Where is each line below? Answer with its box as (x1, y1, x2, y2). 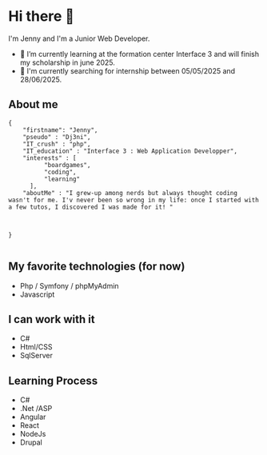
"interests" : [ (22, 154, 78, 162)
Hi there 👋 (8, 7, 74, 26)
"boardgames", (43, 161, 91, 169)
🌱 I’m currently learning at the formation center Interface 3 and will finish (19, 49, 260, 58)
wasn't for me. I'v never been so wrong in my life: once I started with (8, 196, 260, 204)
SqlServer (19, 351, 54, 361)
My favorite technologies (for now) (8, 260, 185, 273)
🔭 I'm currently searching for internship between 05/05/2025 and (19, 66, 236, 75)
